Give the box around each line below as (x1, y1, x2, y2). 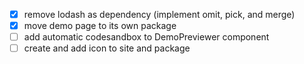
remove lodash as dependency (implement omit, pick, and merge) (23, 9, 296, 20)
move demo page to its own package (23, 20, 177, 32)
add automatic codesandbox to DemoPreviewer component (23, 31, 270, 43)
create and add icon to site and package (23, 42, 191, 54)
